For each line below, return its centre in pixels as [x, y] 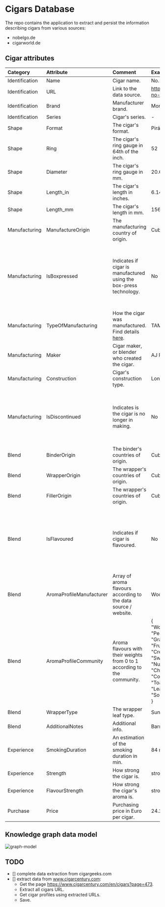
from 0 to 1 [125, 661]
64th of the [125, 151]
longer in [123, 419]
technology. [126, 291]
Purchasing [126, 804]
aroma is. [123, 796]
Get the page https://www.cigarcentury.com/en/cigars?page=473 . [86, 884]
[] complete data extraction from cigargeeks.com [62, 874]
